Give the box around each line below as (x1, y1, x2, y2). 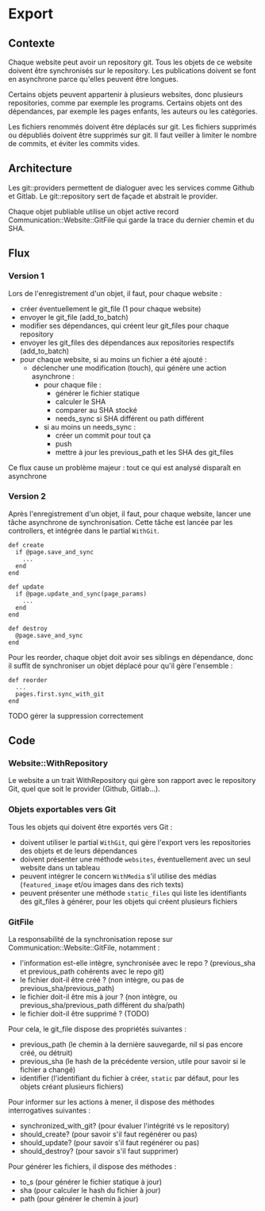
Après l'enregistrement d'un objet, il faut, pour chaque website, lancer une (8, 509, 252, 519)
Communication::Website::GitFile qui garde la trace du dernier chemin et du (8, 215, 255, 225)
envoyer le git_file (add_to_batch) (19, 312, 129, 322)
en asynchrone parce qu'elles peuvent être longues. (8, 75, 179, 83)
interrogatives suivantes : (8, 1105, 91, 1116)
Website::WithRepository (8, 758, 109, 769)
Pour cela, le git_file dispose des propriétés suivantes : (8, 1024, 186, 1034)
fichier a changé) (19, 1065, 76, 1074)
